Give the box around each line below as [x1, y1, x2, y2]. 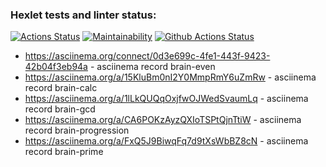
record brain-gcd [24, 103, 96, 115]
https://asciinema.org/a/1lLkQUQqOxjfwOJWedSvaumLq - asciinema [24, 93, 309, 105]
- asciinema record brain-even [89, 61, 216, 73]
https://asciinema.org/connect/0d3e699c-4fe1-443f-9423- [24, 50, 271, 62]
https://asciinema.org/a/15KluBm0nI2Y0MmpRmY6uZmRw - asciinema [24, 71, 317, 83]
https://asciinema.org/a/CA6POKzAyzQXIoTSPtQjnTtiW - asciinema [24, 114, 302, 126]
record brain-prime [24, 146, 104, 158]
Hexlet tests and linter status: [10, 8, 157, 22]
